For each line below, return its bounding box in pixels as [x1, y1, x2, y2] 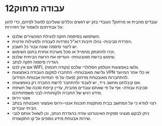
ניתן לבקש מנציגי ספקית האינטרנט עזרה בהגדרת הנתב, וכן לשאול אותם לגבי [12, 110, 149, 116]
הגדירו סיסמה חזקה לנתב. [12, 59, 59, 65]
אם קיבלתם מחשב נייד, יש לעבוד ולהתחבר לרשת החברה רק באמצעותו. [12, 79, 141, 85]
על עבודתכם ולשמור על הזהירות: [5, 24, 64, 29]
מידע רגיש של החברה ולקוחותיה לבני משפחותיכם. [12, 90, 103, 96]
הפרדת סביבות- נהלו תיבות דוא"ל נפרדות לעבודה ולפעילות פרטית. [12, 38, 133, 44]
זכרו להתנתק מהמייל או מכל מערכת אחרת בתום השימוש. [12, 49, 115, 55]
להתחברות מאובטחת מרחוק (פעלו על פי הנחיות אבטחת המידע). [12, 74, 129, 80]
